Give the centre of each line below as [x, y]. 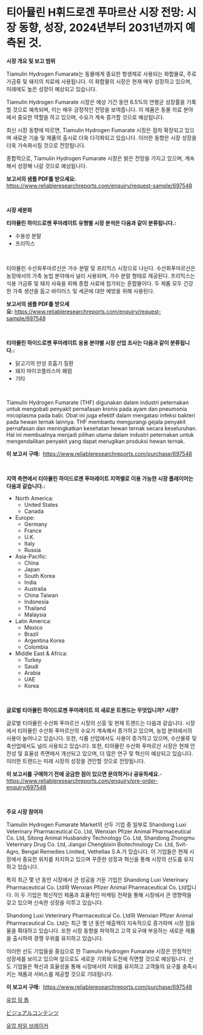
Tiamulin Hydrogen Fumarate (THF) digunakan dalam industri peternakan [98, 402]
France [33, 531]
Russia [32, 550]
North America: [34, 498]
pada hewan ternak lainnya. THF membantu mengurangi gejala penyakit [96, 422]
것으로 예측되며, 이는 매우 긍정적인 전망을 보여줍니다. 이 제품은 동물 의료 [97, 110]
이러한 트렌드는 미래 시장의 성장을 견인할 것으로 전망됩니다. [76, 761]
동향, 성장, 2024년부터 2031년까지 [101, 28]
